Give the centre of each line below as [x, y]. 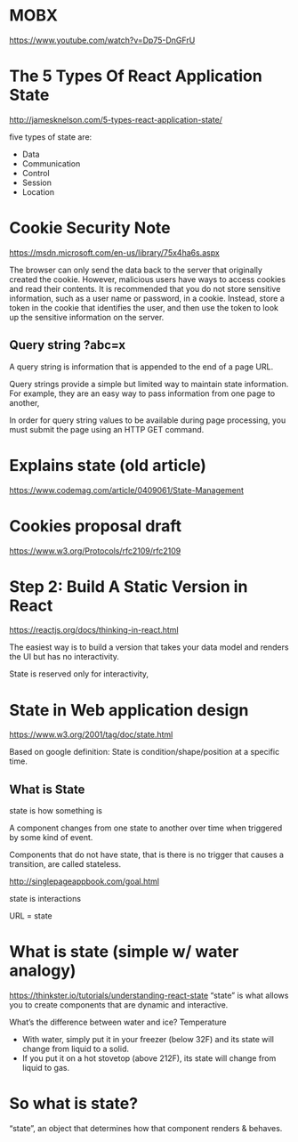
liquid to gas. [45, 1068]
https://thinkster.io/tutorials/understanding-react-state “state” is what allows [149, 996]
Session [36, 182]
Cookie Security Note [90, 228]
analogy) [43, 971]
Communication [51, 163]
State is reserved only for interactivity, [79, 674]
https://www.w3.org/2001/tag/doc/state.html [91, 734]
